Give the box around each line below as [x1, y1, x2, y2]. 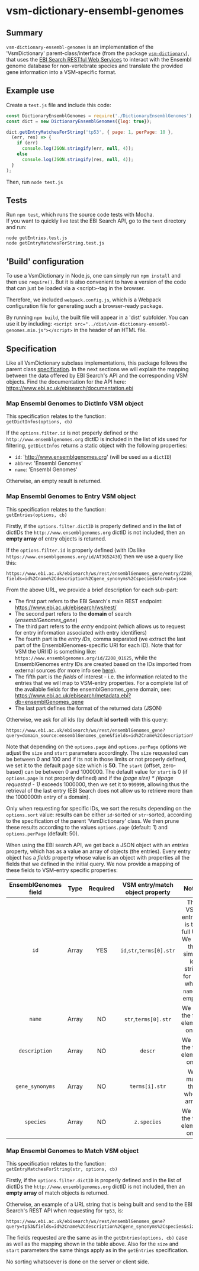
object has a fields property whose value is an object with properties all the [6, 854, 190, 861]
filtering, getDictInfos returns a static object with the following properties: [6, 442, 188, 449]
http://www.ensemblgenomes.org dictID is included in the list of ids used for [6, 436, 188, 443]
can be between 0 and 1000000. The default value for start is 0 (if [24, 768, 188, 775]
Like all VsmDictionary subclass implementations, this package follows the [6, 359, 188, 366]
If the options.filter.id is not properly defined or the [6, 429, 138, 436]
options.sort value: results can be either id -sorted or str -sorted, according [6, 811, 192, 818]
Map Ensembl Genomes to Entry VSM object [6, 493, 136, 501]
